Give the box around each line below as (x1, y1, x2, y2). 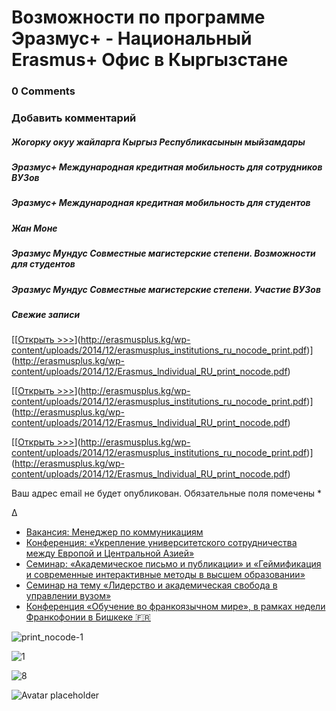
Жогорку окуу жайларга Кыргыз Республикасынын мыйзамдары (11, 136, 306, 148)
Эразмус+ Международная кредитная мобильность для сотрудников (11, 161, 323, 173)
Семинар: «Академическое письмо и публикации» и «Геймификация (25, 558, 322, 570)
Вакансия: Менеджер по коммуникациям (25, 526, 204, 538)
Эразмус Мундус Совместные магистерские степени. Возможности (11, 247, 316, 260)
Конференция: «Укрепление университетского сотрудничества (25, 537, 298, 549)
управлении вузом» (25, 590, 112, 602)
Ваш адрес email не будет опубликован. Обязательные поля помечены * (11, 487, 323, 500)
